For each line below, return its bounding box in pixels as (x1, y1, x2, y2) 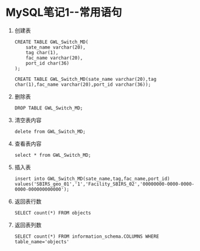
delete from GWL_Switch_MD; (14, 128, 86, 134)
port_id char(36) (26, 60, 69, 66)
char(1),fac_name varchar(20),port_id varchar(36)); (14, 81, 151, 88)
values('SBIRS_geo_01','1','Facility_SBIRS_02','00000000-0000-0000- (14, 181, 195, 187)
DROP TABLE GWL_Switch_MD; (14, 105, 83, 111)
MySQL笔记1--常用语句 (5, 5, 122, 19)
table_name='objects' (14, 238, 69, 245)
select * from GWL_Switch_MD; (14, 152, 92, 158)
